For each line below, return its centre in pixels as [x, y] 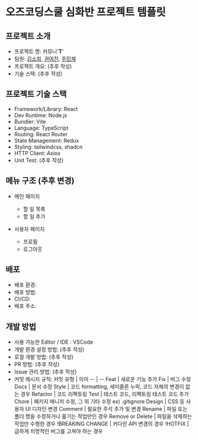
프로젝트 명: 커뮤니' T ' [39, 51]
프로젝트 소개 [28, 36]
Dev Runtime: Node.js [41, 115]
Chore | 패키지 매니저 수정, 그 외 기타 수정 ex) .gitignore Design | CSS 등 [99, 401]
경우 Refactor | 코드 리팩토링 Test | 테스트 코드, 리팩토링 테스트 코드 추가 [105, 394]
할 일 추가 [34, 216]
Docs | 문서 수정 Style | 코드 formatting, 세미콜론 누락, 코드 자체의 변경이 [99, 386]
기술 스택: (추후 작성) [38, 74]
